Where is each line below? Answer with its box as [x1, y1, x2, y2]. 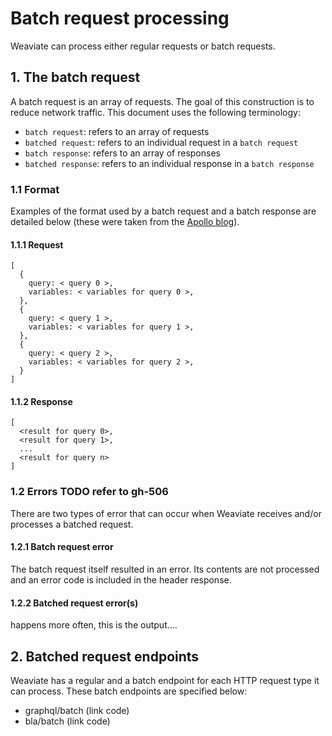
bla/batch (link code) [24, 715, 111, 727]
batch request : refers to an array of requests [24, 125, 210, 137]
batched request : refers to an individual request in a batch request [24, 136, 299, 148]
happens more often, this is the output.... [10, 619, 178, 631]
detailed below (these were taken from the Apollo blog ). [10, 216, 240, 228]
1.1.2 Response [10, 395, 73, 407]
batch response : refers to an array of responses [24, 147, 221, 159]
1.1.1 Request [10, 238, 64, 251]
